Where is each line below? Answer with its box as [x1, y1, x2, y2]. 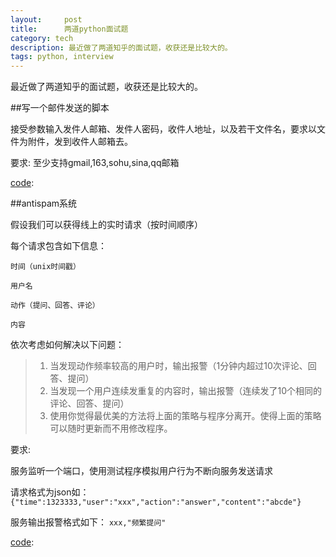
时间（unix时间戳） [10, 262, 81, 272]
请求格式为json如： [10, 486, 90, 498]
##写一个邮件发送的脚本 [10, 102, 110, 114]
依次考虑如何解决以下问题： [10, 339, 125, 351]
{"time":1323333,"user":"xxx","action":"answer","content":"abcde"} [10, 497, 302, 508]
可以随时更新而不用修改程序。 [49, 422, 173, 435]
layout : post [10, 14, 83, 25]
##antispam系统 [10, 197, 78, 210]
